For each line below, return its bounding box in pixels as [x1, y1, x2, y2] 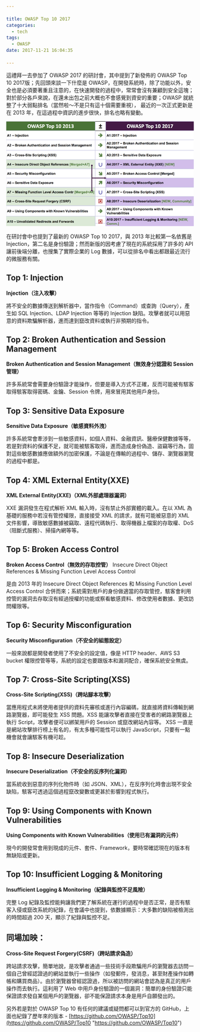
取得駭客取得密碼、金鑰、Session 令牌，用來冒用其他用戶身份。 [6, 388, 162, 395]
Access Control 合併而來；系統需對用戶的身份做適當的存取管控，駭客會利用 [6, 587, 192, 594]
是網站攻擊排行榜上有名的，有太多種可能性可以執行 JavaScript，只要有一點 [6, 726, 190, 734]
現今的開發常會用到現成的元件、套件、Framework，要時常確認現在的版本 [6, 845, 185, 852]
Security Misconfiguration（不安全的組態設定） [6, 636, 125, 644]
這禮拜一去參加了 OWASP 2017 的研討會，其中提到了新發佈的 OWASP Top [6, 72, 187, 79]
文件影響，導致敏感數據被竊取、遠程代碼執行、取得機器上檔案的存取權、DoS [6, 519, 194, 526]
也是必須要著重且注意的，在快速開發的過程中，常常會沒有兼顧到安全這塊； [11, 87, 194, 94]
